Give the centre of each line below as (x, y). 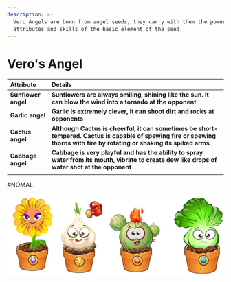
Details (62, 84)
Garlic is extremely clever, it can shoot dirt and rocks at (133, 111)
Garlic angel (28, 115)
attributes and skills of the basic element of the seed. (98, 29)
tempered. (66, 136)
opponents (67, 119)
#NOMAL (20, 185)
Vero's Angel (45, 63)
